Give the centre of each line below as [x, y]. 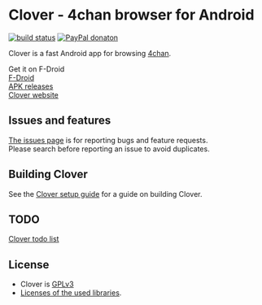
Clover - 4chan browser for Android [131, 15]
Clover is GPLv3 [47, 284]
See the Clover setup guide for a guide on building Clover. [105, 194]
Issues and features [60, 121]
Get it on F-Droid [37, 69]
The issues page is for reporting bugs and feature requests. [108, 140]
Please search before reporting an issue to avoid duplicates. [109, 149]
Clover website [34, 94]
